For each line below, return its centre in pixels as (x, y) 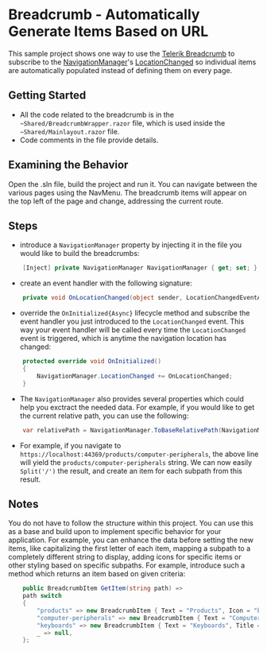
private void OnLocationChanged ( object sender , (103, 298)
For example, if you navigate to (70, 445)
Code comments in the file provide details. (89, 140)
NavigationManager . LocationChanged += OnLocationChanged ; (135, 376)
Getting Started (47, 96)
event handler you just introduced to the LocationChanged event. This (132, 322)
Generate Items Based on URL (108, 31)
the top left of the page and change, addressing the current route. (116, 201)
